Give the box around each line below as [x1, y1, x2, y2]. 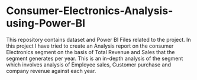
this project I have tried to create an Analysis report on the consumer [6, 42, 174, 49]
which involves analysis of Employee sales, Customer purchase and [6, 61, 172, 68]
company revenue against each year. [6, 67, 96, 74]
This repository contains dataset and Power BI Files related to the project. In [6, 36, 191, 43]
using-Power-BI [6, 16, 86, 30]
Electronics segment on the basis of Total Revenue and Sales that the [6, 48, 175, 55]
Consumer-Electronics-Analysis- [6, 4, 173, 18]
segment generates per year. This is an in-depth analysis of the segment [6, 55, 183, 62]
